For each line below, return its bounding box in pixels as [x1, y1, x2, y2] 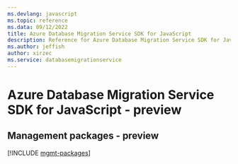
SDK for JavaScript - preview [7, 102, 182, 117]
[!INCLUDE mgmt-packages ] [7, 148, 91, 157]
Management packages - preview [7, 130, 159, 142]
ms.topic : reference [7, 17, 69, 24]
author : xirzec [7, 50, 52, 57]
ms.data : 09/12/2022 [7, 23, 69, 30]
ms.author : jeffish [7, 43, 65, 50]
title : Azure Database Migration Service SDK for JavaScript [7, 30, 192, 37]
